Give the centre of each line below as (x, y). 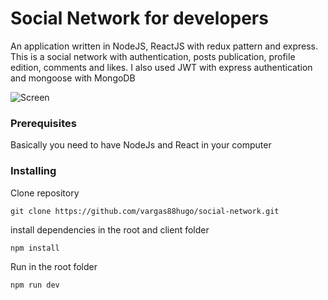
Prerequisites (43, 123)
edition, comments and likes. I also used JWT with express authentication (161, 67)
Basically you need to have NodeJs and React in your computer (141, 145)
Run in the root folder (54, 266)
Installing (33, 171)
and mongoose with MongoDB (73, 78)
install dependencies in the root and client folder (110, 229)
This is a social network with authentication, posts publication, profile (153, 56)
